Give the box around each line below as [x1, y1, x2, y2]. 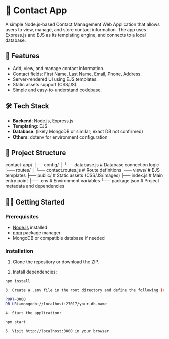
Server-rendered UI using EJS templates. [12, 76, 98, 82]
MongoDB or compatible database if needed [12, 235, 105, 241]
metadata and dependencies [5, 183, 65, 189]
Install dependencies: [12, 269, 57, 275]
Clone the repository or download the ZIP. [12, 259, 100, 265]
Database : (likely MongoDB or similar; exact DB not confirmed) [12, 128, 143, 134]
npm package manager [12, 230, 61, 236]
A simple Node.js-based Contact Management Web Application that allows [5, 21, 160, 27]
